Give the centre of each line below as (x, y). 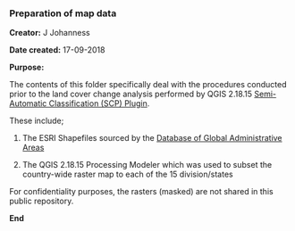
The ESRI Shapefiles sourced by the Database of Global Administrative (152, 138)
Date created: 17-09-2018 (57, 50)
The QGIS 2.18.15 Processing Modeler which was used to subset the (147, 165)
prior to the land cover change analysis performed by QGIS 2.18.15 (131, 94)
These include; (37, 121)
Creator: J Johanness (50, 33)
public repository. (42, 201)
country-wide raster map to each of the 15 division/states (128, 174)
